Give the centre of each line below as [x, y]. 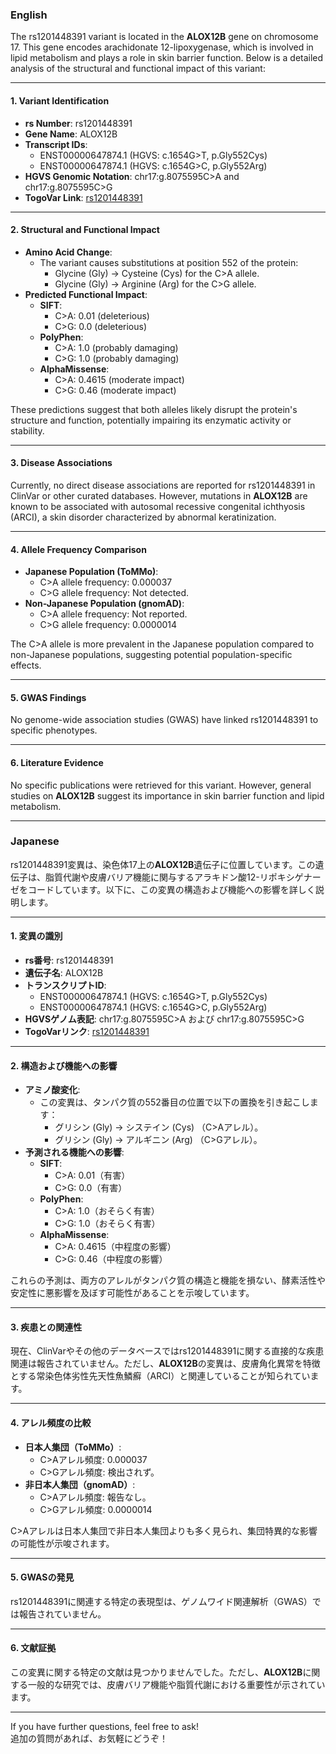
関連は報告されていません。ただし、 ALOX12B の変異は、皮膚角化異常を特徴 [165, 1364]
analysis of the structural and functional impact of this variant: [138, 69]
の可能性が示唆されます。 [62, 1543]
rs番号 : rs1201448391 [69, 960]
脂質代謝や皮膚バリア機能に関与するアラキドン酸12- [152, 877]
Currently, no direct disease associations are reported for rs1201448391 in [163, 485]
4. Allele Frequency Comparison [78, 549]
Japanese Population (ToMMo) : [91, 572]
